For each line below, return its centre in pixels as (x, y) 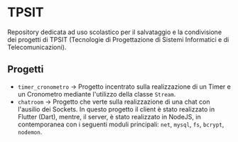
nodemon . (30, 131)
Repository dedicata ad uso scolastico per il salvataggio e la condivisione (115, 32)
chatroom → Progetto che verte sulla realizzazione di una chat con (114, 102)
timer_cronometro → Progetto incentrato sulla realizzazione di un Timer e (124, 87)
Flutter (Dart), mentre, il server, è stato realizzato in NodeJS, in (109, 116)
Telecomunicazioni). (37, 47)
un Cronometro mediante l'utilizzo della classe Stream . (97, 94)
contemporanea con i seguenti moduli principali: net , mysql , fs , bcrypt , (121, 124)
